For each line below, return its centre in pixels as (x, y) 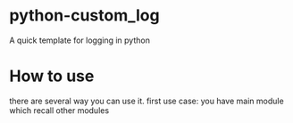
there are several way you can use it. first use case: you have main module (146, 101)
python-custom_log (84, 16)
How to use (52, 76)
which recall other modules (59, 110)
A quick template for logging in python (80, 40)
